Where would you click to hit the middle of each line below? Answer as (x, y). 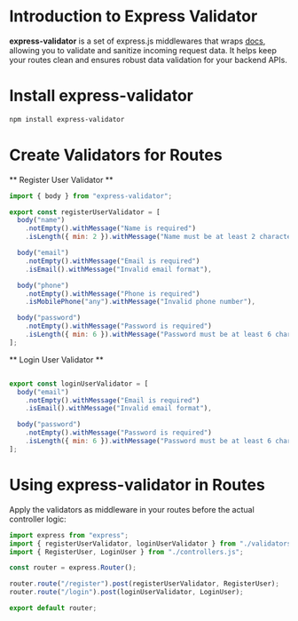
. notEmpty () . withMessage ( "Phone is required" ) (113, 294)
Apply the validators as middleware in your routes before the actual (132, 509)
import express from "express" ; (69, 535)
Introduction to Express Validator (133, 16)
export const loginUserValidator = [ (79, 384)
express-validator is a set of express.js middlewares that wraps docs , (137, 41)
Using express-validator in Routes (137, 485)
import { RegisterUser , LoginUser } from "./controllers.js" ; (126, 552)
